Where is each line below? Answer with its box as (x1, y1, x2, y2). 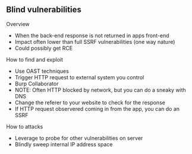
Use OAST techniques (14, 68, 70, 75)
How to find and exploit (6, 56, 64, 63)
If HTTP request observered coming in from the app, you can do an (14, 105, 180, 112)
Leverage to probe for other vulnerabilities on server (14, 134, 143, 142)
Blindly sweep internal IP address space (14, 140, 113, 147)
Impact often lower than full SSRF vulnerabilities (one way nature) (14, 38, 175, 45)
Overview (6, 20, 30, 27)
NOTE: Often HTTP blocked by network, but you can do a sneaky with (14, 86, 186, 94)
